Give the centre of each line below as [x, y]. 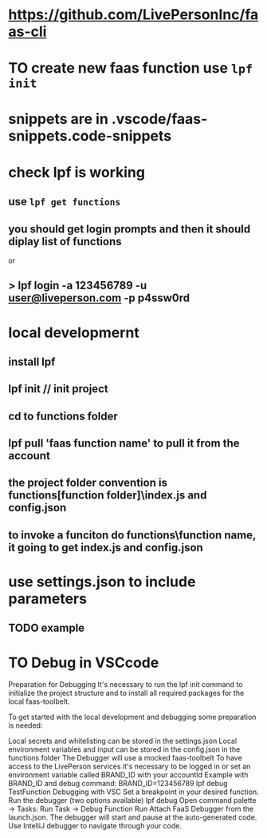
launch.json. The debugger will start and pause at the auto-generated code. [133, 817]
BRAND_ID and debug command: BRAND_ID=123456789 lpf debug [118, 784]
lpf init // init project [59, 389]
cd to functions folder [63, 416]
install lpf [32, 361]
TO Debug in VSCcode [84, 663]
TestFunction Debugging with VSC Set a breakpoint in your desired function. [133, 792]
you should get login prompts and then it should [130, 229]
